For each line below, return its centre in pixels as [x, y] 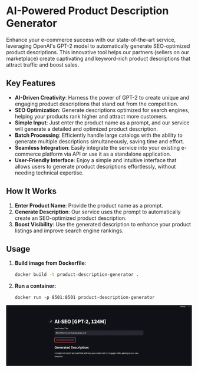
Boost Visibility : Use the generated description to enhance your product [103, 224]
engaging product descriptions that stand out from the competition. [96, 104]
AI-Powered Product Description [88, 11]
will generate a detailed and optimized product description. [86, 129]
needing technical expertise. [49, 173]
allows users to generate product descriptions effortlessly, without [95, 166]
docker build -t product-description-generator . [77, 275]
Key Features [31, 83]
